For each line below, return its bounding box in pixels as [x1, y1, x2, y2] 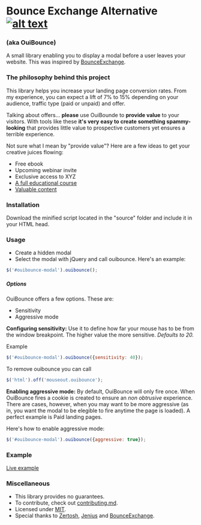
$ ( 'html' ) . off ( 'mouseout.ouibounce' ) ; [6, 377, 103, 383]
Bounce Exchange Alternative [6, 4, 158, 18]
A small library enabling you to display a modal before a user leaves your [6, 52, 186, 59]
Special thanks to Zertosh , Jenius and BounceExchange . [14, 512, 155, 520]
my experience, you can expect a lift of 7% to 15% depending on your [6, 93, 179, 100]
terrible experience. [6, 130, 55, 137]
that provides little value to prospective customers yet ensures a [26, 124, 185, 131]
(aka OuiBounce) [6, 38, 56, 47]
